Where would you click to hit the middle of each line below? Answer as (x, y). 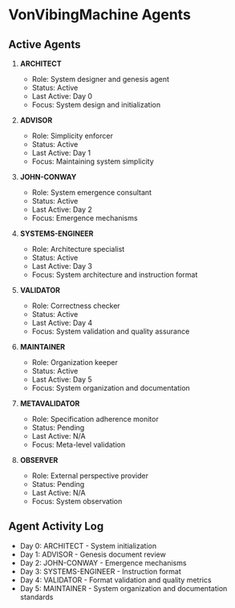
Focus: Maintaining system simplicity (93, 161)
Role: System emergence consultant (92, 193)
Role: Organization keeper (75, 362)
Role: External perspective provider (90, 476)
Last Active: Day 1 (61, 153)
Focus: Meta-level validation (79, 444)
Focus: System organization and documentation (111, 388)
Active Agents (45, 45)
